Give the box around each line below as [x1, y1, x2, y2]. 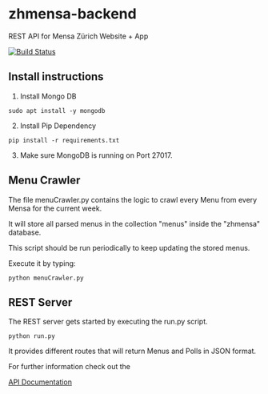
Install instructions [8, 70, 104, 84]
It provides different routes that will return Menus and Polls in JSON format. [8, 346, 257, 356]
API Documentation [8, 377, 72, 387]
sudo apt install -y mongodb [8, 107, 106, 115]
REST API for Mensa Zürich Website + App [8, 31, 149, 41]
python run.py [8, 332, 56, 340]
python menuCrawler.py [8, 274, 84, 282]
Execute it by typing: [8, 258, 76, 268]
